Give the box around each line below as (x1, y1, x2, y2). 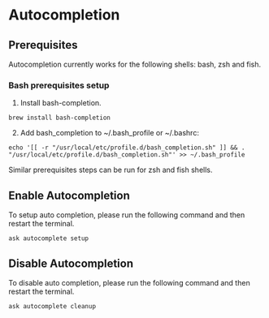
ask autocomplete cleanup (8, 302, 96, 310)
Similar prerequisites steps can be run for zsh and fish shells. (8, 165, 213, 175)
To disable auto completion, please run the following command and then (8, 277, 250, 287)
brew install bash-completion (8, 114, 111, 122)
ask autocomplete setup (8, 234, 89, 243)
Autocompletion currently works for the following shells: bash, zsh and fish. (8, 59, 262, 69)
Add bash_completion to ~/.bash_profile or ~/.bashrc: (20, 128, 199, 138)
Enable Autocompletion (8, 188, 130, 202)
